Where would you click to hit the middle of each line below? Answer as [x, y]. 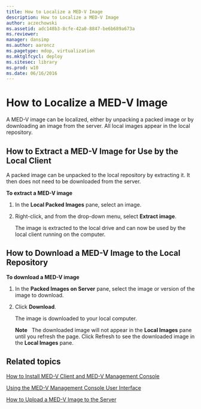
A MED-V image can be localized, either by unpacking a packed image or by [100, 120]
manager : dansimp [28, 40]
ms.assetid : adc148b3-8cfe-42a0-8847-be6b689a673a [71, 29]
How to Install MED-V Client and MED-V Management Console [83, 376]
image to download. [39, 295]
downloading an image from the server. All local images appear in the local [98, 126]
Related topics [33, 362]
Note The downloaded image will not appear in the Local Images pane [103, 330]
